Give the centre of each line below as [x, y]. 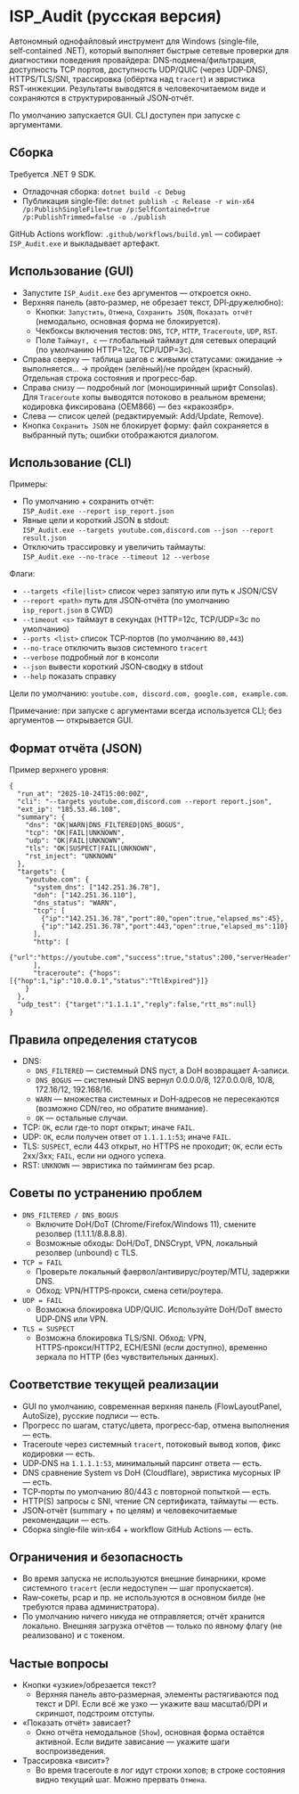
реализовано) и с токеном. [73, 1635]
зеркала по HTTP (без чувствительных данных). [127, 1356]
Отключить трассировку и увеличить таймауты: [114, 547]
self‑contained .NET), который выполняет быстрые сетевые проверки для [149, 50]
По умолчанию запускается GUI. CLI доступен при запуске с [125, 115]
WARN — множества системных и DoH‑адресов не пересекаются [157, 1099]
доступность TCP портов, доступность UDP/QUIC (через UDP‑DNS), [139, 70]
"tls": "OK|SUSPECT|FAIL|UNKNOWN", [91, 848]
